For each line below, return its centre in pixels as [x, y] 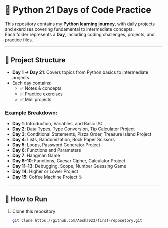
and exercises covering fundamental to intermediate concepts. [70, 29]
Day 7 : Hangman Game [36, 156]
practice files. [19, 40]
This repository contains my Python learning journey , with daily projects [80, 24]
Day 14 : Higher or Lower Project [45, 171]
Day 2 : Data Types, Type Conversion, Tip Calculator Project [74, 129]
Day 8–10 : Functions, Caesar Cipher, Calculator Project [69, 161]
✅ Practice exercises [41, 94]
